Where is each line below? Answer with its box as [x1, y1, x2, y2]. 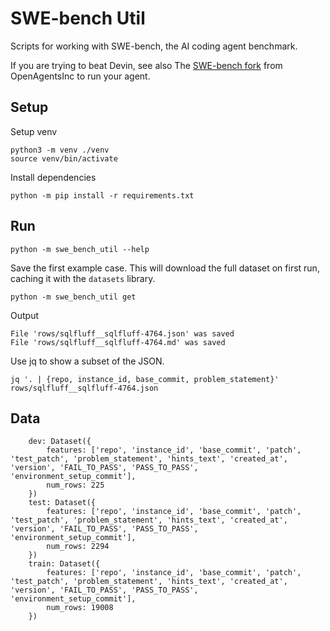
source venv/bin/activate [10, 153, 118, 164]
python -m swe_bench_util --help [10, 244, 150, 254]
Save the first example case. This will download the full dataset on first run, [10, 262, 320, 274]
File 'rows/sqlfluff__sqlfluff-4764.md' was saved [10, 337, 226, 347]
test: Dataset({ [28, 498, 97, 508]
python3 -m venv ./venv [10, 145, 110, 155]
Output [10, 309, 39, 321]
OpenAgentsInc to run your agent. [10, 70, 151, 82]
